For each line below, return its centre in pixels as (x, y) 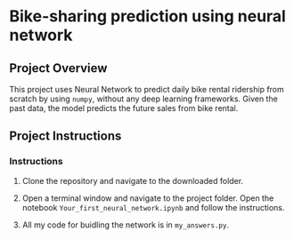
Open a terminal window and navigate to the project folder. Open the (148, 198)
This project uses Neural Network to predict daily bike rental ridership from (147, 89)
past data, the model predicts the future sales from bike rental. (124, 108)
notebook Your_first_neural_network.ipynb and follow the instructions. (153, 207)
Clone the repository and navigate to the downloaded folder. (132, 180)
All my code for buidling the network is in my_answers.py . (126, 225)
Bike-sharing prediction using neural (148, 16)
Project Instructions (65, 136)
